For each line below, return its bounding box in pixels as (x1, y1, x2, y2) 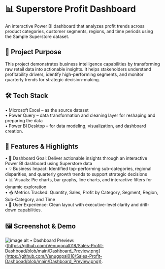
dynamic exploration (5, 184, 47, 190)
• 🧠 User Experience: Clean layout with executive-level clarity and (5, 202, 139, 208)
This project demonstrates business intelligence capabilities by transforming (5, 61, 160, 67)
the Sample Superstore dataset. (5, 34, 69, 39)
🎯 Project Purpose (5, 48, 62, 56)
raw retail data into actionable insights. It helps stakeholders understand (5, 66, 152, 72)
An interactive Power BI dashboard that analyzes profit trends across (5, 23, 145, 29)
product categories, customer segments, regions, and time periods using (5, 28, 153, 34)
